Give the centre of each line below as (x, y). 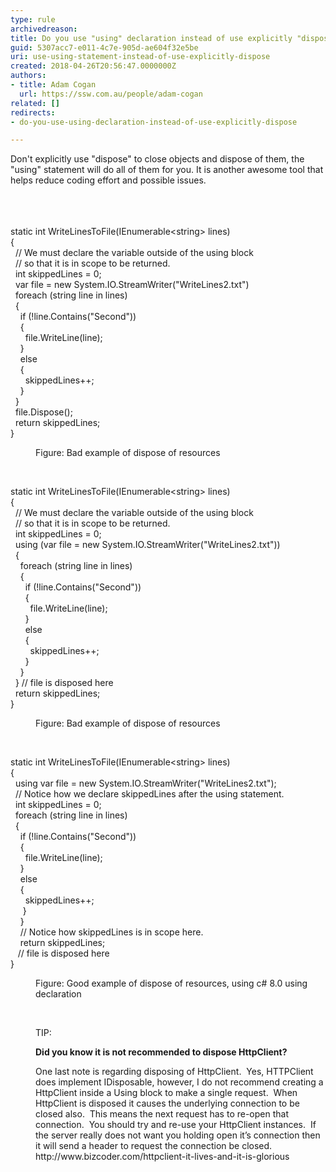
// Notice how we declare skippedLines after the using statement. (149, 794)
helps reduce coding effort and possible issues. (108, 180)
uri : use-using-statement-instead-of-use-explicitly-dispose (140, 57)
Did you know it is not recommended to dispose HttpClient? (161, 1052)
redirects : (33, 112)
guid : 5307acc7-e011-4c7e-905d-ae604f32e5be (104, 47)
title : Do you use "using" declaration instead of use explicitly (151, 38)
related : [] (35, 103)
